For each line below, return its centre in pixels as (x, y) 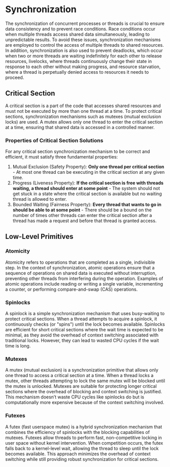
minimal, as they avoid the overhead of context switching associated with (82, 335)
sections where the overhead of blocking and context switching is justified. (84, 392)
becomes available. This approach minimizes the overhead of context (78, 454)
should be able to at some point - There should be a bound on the (82, 210)
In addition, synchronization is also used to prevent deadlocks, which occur (84, 50)
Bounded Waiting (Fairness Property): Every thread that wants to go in (87, 205)
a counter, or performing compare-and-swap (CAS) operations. (72, 289)
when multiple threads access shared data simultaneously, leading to (77, 34)
